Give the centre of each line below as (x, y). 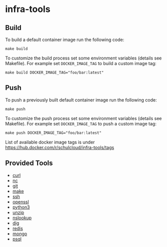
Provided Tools (29, 163)
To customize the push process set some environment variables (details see (83, 118)
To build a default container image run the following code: (65, 39)
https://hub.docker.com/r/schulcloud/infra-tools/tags (60, 147)
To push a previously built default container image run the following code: (81, 100)
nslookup (22, 217)
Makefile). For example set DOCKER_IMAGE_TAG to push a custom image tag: (81, 123)
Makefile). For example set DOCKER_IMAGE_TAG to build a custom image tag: (81, 63)
